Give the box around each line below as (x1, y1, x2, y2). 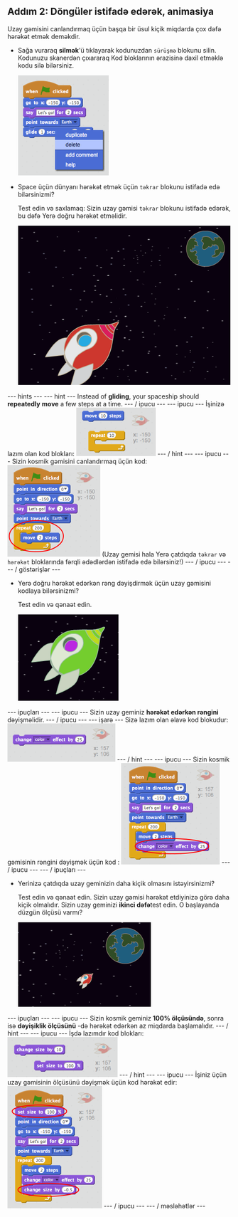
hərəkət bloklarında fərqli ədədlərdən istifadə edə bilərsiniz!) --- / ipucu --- (7, 557, 227, 566)
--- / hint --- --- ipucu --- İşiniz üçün (119, 1070, 227, 1079)
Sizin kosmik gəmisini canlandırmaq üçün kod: (11, 457, 148, 465)
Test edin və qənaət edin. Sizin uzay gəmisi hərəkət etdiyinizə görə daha (17, 892, 229, 901)
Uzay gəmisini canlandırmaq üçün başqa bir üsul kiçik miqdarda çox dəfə (7, 24, 222, 33)
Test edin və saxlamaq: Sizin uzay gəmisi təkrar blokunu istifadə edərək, (17, 204, 231, 212)
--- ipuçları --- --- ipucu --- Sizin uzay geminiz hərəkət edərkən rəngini (7, 707, 219, 716)
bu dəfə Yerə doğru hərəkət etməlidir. (17, 211, 127, 220)
